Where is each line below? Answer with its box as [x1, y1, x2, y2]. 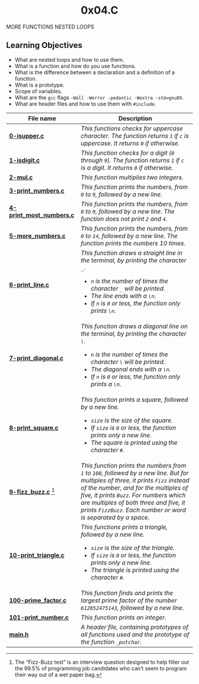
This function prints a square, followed [81, 395, 188, 404]
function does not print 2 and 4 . [81, 215, 168, 223]
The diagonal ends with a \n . [91, 365, 171, 373]
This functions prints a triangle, [81, 523, 168, 531]
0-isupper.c [9, 132, 44, 140]
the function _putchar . [81, 638, 142, 646]
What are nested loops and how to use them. [14, 56, 124, 63]
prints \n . [91, 306, 117, 315]
